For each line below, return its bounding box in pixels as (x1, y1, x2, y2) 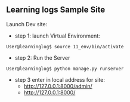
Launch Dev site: (6, 20, 48, 27)
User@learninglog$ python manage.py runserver (6, 66, 124, 72)
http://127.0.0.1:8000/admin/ (23, 82, 92, 89)
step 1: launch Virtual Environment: (14, 32, 100, 39)
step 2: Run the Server (14, 54, 70, 61)
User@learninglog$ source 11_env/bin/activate (6, 44, 124, 50)
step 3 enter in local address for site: (14, 76, 106, 83)
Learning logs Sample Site (6, 5, 106, 15)
